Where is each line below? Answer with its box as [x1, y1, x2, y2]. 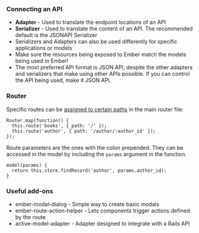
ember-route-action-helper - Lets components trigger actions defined [15, 207, 190, 214]
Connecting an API [6, 5, 62, 13]
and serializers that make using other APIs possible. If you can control [15, 70, 190, 78]
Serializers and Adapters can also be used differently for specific [15, 38, 178, 46]
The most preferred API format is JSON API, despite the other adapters [15, 64, 193, 71]
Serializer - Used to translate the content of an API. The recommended [15, 25, 193, 32]
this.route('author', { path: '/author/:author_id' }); [12, 128, 156, 134]
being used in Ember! [15, 57, 69, 65]
